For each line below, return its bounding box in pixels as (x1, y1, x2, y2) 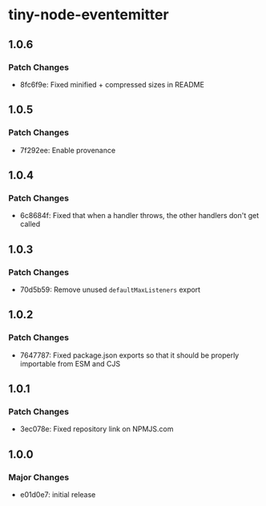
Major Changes (8, 472, 70, 483)
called (19, 219, 41, 229)
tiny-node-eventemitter (8, 6, 170, 24)
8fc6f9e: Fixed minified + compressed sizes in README (19, 79, 204, 89)
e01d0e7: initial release (19, 490, 96, 499)
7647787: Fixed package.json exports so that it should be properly (19, 350, 240, 360)
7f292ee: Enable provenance (19, 145, 116, 155)
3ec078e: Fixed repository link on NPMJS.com (19, 424, 174, 434)
